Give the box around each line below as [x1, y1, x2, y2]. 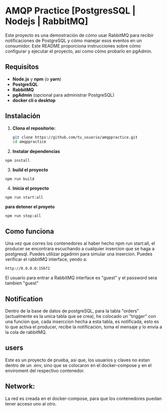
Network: [5, 382, 35, 390]
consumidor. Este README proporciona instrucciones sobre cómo [5, 43, 141, 49]
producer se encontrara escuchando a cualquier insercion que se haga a [5, 246, 155, 252]
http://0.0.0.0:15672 [5, 266, 50, 271]
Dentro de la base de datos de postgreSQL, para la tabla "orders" [5, 308, 140, 314]
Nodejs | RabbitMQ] [5, 16, 88, 27]
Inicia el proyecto [12, 185, 49, 191]
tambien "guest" [5, 280, 39, 286]
